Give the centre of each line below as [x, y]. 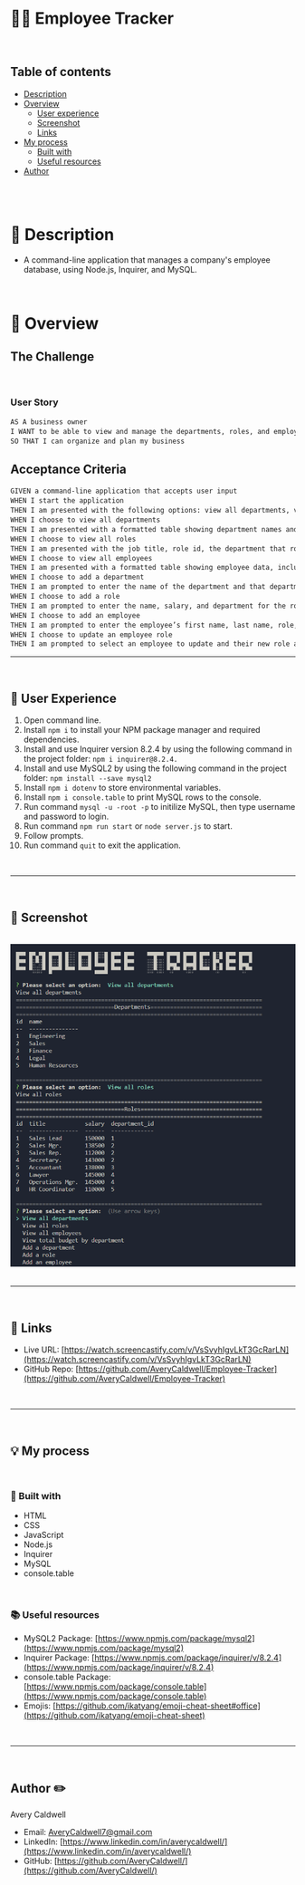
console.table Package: [67, 1677]
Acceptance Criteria [68, 469]
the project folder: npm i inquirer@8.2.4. [100, 759]
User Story [34, 402]
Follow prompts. [53, 836]
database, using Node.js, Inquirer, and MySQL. [110, 269]
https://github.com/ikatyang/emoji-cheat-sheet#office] [158, 1706]
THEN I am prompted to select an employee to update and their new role [150, 644]
